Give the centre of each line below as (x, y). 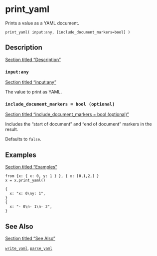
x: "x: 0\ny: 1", (28, 193)
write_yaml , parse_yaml (29, 248)
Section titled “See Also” (30, 238)
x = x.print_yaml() (25, 180)
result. (12, 129)
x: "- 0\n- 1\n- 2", (31, 207)
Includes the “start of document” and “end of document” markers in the (78, 124)
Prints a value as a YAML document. (42, 23)
